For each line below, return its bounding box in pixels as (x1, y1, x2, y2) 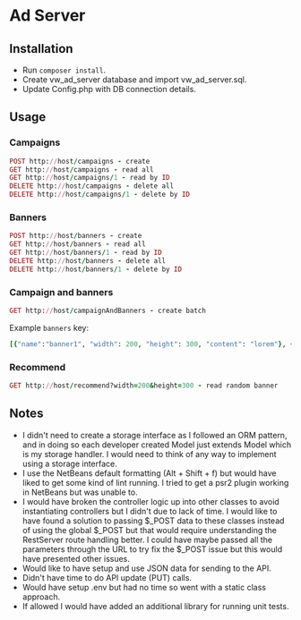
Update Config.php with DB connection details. (21, 84, 197, 94)
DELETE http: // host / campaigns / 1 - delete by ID (9, 190, 191, 200)
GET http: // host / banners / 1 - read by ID (9, 248, 163, 258)
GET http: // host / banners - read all (9, 240, 146, 249)
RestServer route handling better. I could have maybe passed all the (21, 534, 273, 545)
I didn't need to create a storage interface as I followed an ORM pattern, (21, 429, 288, 440)
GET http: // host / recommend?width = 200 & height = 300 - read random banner (9, 381, 279, 390)
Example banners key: (9, 322, 90, 333)
